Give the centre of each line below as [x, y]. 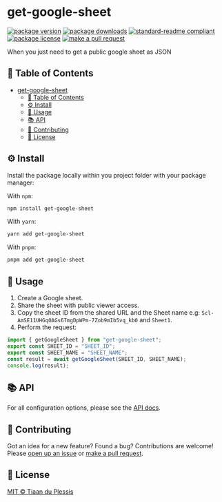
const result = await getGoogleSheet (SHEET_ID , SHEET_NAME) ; [97, 359]
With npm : [20, 196]
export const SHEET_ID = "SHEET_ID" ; [61, 346]
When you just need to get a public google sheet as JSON [89, 52]
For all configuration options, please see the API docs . [84, 408]
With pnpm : [22, 247]
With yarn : [22, 222]
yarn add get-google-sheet [46, 234]
